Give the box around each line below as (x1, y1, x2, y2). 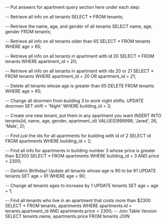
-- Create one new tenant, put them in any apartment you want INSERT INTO (5, 112, 162, 118)
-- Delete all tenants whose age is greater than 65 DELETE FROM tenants (5, 83, 155, 89)
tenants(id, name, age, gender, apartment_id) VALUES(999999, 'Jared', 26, (5, 118, 158, 123)
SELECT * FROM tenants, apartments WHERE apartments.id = (5, 203, 132, 209)
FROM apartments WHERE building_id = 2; (5, 138, 92, 144)
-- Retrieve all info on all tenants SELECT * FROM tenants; (5, 14, 124, 19)
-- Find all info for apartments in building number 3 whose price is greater (5, 148, 156, 153)
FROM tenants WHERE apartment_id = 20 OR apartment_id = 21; (5, 73, 136, 79)
